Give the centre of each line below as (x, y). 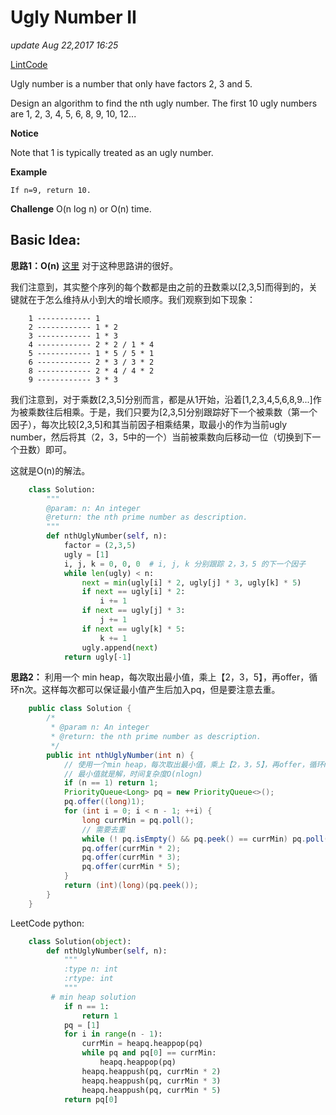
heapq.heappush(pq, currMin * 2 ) (151, 1071)
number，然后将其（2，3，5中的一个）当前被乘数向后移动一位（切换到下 (161, 437)
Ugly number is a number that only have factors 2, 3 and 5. (131, 83)
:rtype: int (88, 979)
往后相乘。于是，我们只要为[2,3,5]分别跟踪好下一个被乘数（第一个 (181, 412)
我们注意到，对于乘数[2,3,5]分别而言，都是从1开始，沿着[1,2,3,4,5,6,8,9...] (161, 399)
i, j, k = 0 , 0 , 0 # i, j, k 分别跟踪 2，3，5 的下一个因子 (185, 564)
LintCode (29, 64)
